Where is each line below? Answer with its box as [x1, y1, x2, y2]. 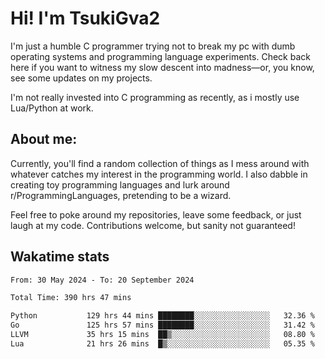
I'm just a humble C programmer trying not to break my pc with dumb [10, 40, 296, 52]
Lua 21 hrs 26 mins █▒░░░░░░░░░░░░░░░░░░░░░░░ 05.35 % [10, 338, 315, 349]
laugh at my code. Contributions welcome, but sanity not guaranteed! [10, 219, 296, 231]
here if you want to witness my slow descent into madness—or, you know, [10, 61, 315, 73]
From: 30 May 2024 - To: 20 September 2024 [10, 275, 195, 285]
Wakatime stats [10, 248, 110, 266]
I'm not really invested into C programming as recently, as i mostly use [10, 91, 300, 103]
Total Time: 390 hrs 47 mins [10, 293, 132, 303]
